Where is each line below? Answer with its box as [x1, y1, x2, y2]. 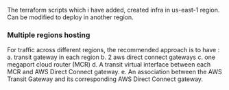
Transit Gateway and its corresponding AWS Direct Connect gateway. [7, 75, 204, 83]
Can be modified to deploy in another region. [7, 13, 134, 21]
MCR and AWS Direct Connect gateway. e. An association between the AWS [7, 68, 222, 76]
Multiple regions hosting [7, 30, 91, 40]
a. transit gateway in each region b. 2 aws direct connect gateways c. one [7, 53, 216, 61]
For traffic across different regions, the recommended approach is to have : [7, 46, 220, 54]
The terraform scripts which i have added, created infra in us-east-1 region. [7, 6, 220, 14]
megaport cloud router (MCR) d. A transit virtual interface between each [7, 60, 211, 69]
